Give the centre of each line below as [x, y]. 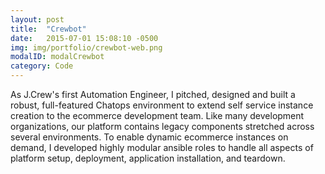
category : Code [42, 66]
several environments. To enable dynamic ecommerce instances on [149, 137]
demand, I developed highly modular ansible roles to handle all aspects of [162, 147]
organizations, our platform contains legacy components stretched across [162, 126]
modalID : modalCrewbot [57, 57]
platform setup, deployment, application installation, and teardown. [148, 158]
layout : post [37, 19]
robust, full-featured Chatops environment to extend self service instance [162, 105]
